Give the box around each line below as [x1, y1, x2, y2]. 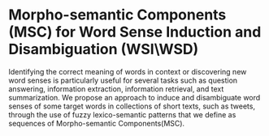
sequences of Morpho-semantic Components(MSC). [8, 118, 185, 128]
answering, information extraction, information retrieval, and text [8, 83, 224, 94]
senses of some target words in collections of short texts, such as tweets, [8, 101, 256, 111]
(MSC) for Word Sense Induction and [8, 23, 262, 41]
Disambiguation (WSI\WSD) [8, 40, 199, 58]
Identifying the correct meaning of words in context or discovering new [8, 66, 247, 76]
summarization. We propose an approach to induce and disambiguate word [8, 92, 261, 102]
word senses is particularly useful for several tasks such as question [8, 75, 238, 85]
